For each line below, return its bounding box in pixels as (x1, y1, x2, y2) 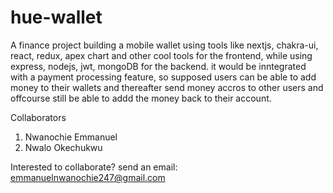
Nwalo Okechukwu (24, 141, 103, 153)
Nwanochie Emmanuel (24, 131, 118, 143)
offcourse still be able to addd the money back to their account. (10, 92, 272, 104)
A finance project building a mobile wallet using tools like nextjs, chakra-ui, (10, 39, 319, 51)
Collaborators (10, 111, 67, 123)
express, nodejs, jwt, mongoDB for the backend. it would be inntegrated (10, 60, 307, 72)
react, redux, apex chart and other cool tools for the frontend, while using (10, 49, 313, 61)
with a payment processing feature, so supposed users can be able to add (10, 71, 317, 83)
